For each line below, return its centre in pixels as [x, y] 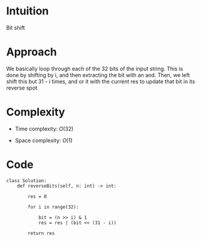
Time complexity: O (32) [44, 129]
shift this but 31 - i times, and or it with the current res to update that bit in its [101, 81]
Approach [31, 52]
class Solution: [26, 181]
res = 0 [37, 197]
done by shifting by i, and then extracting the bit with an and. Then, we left [98, 75]
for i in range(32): [53, 207]
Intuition [28, 11]
